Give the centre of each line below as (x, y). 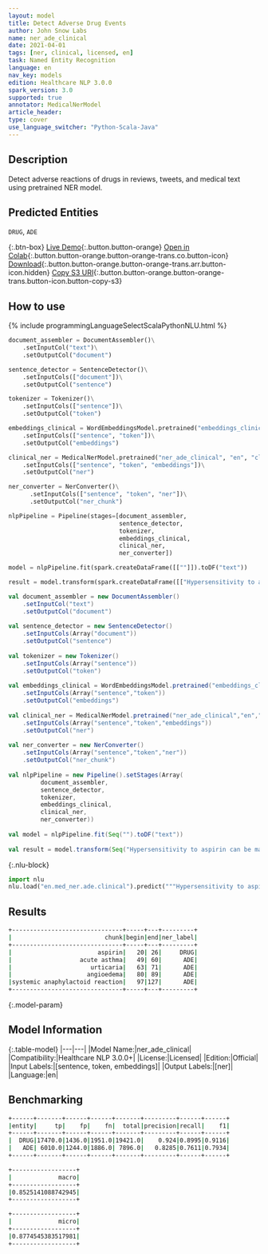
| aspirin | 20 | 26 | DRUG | (103, 952)
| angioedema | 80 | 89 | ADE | (103, 975)
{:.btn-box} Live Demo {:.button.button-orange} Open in (99, 247)
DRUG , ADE (23, 232)
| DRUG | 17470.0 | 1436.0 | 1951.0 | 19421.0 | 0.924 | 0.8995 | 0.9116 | (119, 1140)
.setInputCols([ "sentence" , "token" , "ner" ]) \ (108, 494)
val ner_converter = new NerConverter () (77, 745)
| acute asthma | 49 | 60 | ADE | (103, 960)
